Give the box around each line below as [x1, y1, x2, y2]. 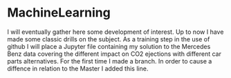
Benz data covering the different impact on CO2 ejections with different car [7, 50, 221, 58]
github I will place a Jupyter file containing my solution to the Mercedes [7, 42, 211, 50]
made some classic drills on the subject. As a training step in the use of [7, 35, 210, 43]
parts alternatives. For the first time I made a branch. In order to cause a [7, 57, 212, 65]
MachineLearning [7, 5, 111, 21]
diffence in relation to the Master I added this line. [7, 64, 149, 72]
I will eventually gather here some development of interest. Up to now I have [7, 28, 224, 36]
